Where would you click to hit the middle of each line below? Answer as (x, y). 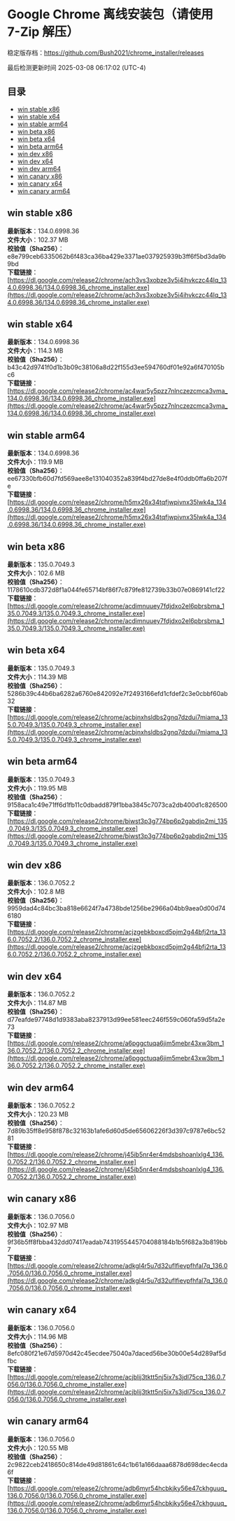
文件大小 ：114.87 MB (37, 1003)
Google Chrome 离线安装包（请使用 (110, 14)
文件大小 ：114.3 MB (36, 350)
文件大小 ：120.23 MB (38, 1114)
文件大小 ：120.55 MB (38, 1447)
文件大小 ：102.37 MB (38, 240)
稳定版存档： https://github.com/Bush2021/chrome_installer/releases (106, 53)
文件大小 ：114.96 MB (37, 1337)
